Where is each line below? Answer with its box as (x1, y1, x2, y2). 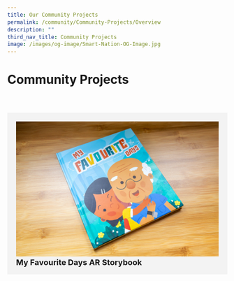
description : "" (7, 26, 54, 33)
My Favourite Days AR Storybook (16, 257, 142, 268)
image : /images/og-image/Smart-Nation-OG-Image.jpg (7, 41, 161, 48)
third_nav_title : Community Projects (7, 34, 117, 41)
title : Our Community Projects (7, 11, 98, 18)
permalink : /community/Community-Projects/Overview (7, 18, 161, 26)
